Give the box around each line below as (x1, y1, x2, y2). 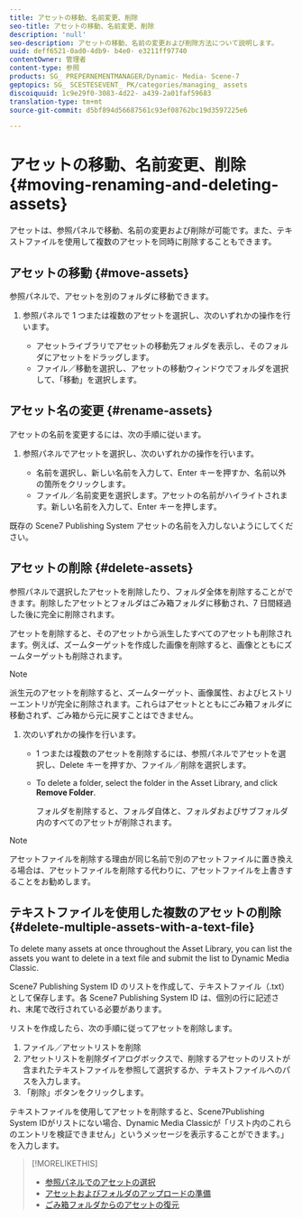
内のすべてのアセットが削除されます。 (35, 817, 178, 827)
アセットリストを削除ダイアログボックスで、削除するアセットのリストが (22, 1053, 291, 1065)
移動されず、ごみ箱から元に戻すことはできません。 (9, 709, 198, 720)
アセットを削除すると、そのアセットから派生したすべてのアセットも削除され (9, 628, 293, 639)
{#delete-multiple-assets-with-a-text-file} (9, 919, 255, 935)
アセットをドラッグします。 (51, 352, 154, 362)
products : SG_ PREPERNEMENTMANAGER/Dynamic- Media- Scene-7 (9, 72, 241, 81)
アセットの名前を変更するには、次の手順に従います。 (9, 429, 206, 439)
